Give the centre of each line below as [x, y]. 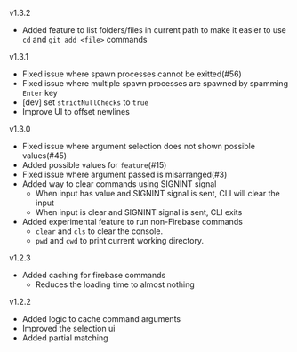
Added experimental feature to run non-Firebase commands [132, 222]
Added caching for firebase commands [94, 275]
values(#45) [44, 156]
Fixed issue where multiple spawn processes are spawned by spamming [155, 83]
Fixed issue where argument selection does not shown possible [139, 146]
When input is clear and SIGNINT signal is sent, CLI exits [139, 212]
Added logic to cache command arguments [101, 319]
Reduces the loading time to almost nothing [115, 284]
